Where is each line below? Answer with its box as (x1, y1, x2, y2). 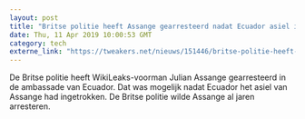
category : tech (9, 38, 67, 48)
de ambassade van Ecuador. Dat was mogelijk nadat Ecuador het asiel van (9, 82, 288, 93)
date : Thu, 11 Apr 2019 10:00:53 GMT (9, 30, 152, 39)
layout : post (9, 13, 59, 23)
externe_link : (9, 47, 64, 56)
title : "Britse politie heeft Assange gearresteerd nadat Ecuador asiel (9, 22, 290, 31)
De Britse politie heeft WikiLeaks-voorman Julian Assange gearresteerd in (9, 72, 286, 83)
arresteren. (9, 101, 52, 112)
